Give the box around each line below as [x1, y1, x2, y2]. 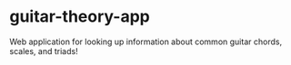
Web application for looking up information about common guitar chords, [9, 36, 283, 47]
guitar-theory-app [9, 6, 150, 27]
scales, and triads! [9, 45, 79, 56]
